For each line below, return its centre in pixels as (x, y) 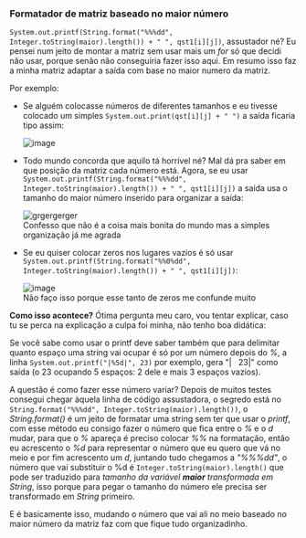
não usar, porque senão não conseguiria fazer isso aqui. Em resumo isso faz (153, 61)
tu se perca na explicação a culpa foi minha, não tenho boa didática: (138, 325)
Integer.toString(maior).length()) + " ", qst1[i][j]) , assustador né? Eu (153, 42)
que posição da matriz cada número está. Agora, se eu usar (135, 171)
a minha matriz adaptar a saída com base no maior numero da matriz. (140, 70)
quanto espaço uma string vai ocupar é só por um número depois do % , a (148, 353)
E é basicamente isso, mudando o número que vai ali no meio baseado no (148, 514)
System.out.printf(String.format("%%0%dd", (107, 262)
